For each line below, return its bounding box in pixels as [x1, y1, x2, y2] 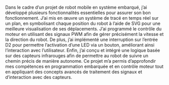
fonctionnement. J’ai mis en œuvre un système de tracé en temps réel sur [5, 15, 159, 21]
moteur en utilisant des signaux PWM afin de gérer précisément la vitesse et [5, 31, 164, 37]
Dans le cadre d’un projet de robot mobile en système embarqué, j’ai [5, 5, 147, 10]
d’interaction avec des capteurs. [5, 74, 72, 80]
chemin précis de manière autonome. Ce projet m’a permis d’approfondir [5, 58, 156, 64]
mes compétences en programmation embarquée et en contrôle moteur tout [5, 63, 164, 69]
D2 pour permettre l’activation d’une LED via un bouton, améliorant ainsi [5, 42, 155, 48]
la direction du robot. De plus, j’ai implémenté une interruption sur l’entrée [5, 36, 158, 42]
